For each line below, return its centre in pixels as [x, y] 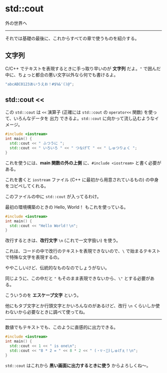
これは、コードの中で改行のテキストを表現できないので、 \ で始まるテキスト [83, 251]
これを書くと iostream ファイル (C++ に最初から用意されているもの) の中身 [82, 179]
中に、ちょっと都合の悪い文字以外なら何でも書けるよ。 [62, 75]
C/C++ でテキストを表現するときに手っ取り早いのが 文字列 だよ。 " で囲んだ [83, 68]
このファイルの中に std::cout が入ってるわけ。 [53, 196]
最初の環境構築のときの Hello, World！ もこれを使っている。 [67, 207]
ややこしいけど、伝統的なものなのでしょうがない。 [57, 268]
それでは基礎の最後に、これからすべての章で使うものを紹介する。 [72, 38]
